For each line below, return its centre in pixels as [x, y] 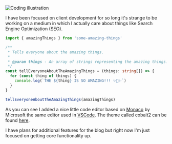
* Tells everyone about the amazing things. [56, 52]
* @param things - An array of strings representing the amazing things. [88, 61]
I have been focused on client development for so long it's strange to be [81, 18]
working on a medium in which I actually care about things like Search [79, 23]
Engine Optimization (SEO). [34, 29]
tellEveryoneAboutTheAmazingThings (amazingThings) [60, 99]
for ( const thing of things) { [43, 76]
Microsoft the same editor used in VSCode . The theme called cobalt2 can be [86, 115]
